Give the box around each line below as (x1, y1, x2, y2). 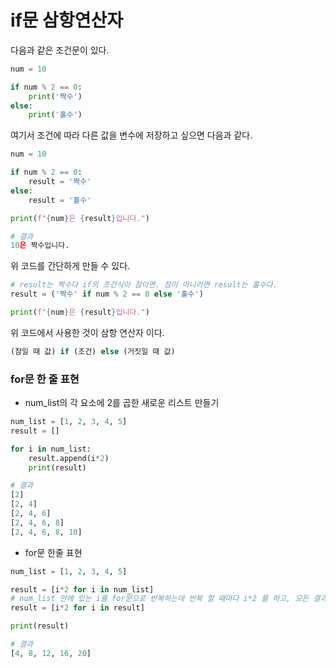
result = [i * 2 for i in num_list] (10, 584, 155, 595)
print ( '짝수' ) (28, 91, 83, 101)
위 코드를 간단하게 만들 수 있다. (10, 260, 131, 272)
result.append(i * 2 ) (28, 453, 110, 463)
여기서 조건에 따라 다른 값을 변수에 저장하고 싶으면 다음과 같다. (10, 129, 253, 141)
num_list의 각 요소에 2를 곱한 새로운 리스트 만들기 (24, 397, 220, 409)
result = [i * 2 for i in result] (10, 603, 145, 613)
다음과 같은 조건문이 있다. (10, 44, 110, 56)
